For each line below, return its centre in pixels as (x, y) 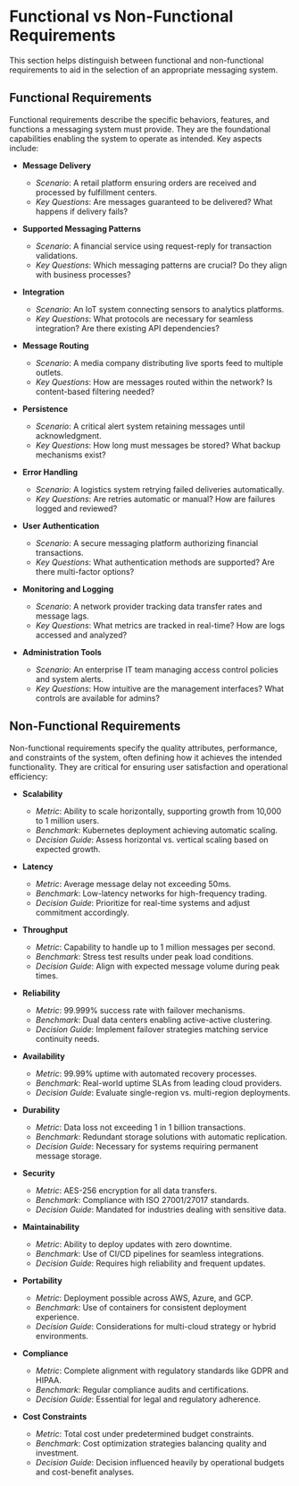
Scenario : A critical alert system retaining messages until (140, 426)
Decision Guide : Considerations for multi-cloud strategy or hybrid (156, 1326)
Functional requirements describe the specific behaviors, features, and (139, 119)
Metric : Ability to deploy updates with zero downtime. (133, 1244)
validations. (57, 255)
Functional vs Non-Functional (121, 17)
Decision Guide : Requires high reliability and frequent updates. (150, 1263)
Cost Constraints (54, 1416)
